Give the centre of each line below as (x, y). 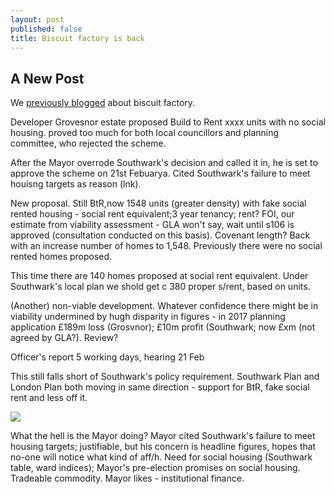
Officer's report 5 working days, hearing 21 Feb (107, 357)
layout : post (37, 19)
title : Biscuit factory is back (77, 38)
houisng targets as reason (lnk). (76, 184)
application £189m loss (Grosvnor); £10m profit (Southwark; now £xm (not (163, 327)
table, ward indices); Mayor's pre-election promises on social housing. (155, 468)
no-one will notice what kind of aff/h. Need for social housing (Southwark (161, 457)
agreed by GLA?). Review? (64, 338)
